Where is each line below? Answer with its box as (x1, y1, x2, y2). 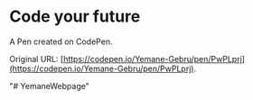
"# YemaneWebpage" (9, 80, 90, 91)
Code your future (9, 6, 141, 27)
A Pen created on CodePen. (9, 36, 113, 47)
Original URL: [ (9, 53, 64, 64)
